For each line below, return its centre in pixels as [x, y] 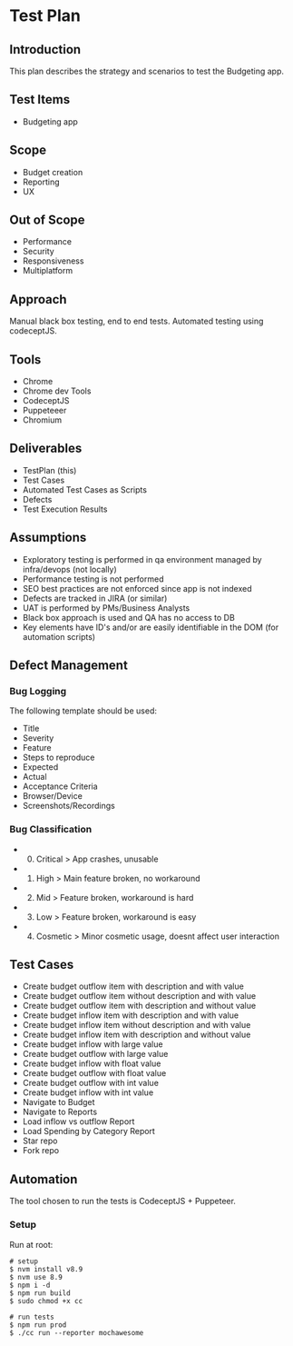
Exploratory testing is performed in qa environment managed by [142, 559]
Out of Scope [47, 220]
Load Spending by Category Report [89, 1132]
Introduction [45, 50]
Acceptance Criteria [60, 786]
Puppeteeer [44, 411]
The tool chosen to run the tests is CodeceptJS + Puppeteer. [122, 1201]
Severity [38, 738]
